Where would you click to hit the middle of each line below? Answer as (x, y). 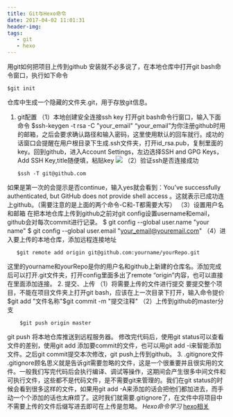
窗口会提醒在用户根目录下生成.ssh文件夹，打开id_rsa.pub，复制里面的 (123, 143)
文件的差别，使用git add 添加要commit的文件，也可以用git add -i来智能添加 (114, 345)
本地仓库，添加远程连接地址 (77, 239)
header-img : (24, 26)
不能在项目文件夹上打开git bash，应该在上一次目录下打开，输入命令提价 (122, 292)
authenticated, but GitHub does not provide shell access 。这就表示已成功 (113, 196)
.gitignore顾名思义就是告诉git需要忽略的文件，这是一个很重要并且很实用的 (112, 363)
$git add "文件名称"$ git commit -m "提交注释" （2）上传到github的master (113, 301)
